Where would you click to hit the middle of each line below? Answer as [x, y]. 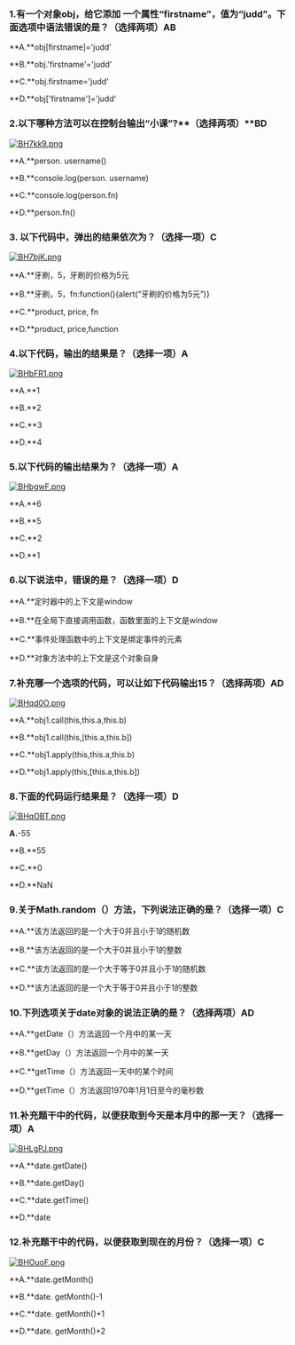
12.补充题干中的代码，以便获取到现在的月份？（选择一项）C [137, 1242]
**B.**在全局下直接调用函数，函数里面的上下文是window [114, 620]
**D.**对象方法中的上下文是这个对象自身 [84, 658]
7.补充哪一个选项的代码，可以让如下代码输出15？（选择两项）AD [147, 683]
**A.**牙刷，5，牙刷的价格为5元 [69, 275]
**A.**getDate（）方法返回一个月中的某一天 [91, 1033]
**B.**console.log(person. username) [79, 178]
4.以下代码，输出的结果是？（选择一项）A [99, 353]
